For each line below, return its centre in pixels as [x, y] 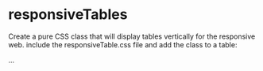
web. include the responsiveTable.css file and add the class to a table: [123, 44]
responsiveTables [68, 15]
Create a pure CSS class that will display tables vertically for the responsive [132, 36]
